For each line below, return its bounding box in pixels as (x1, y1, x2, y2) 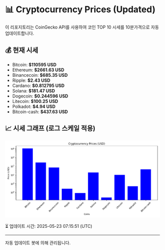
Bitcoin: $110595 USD (12, 62, 56, 67)
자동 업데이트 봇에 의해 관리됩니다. (5, 240, 71, 246)
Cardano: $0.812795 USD (12, 82, 65, 89)
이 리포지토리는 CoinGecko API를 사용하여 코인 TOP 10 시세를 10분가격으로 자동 (5, 24, 159, 30)
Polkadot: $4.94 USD (12, 103, 55, 109)
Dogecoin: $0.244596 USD (12, 93, 69, 99)
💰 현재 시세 (5, 46, 38, 55)
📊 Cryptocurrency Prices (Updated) (5, 4, 156, 15)
